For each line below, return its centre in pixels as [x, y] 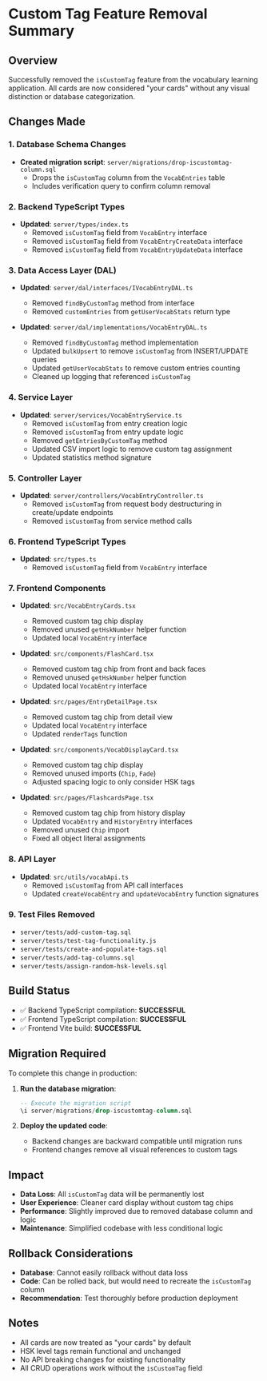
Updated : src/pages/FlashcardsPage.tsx [87, 797]
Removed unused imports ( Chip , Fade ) [94, 773]
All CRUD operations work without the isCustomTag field [111, 1367]
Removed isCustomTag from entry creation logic [110, 423]
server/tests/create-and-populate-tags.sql [94, 950]
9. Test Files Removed [52, 914]
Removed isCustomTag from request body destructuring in [127, 504]
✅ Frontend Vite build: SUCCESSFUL [80, 1028]
